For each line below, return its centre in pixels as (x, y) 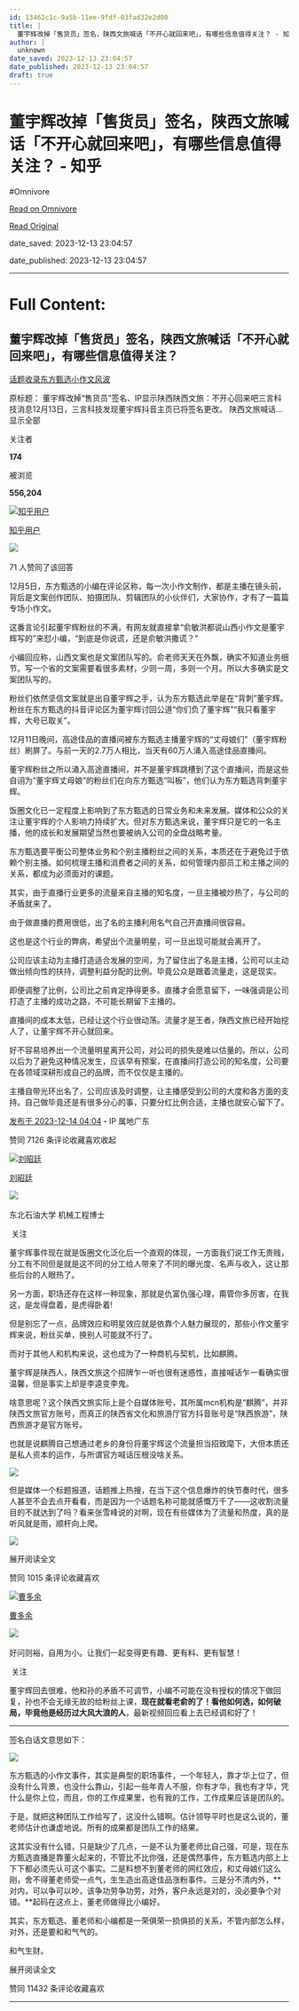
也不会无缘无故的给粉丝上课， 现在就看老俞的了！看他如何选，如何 (153, 1701)
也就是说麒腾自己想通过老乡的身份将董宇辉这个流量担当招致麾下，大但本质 (145, 1443)
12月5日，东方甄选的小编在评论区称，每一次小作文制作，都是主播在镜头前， (148, 586)
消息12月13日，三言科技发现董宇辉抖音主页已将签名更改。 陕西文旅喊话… (149, 408)
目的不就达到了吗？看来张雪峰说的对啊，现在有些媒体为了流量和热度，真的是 (149, 1512)
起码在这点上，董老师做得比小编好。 (99, 1902)
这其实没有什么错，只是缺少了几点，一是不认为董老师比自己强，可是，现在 (145, 1846)
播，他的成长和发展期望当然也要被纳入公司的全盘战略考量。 (118, 832)
